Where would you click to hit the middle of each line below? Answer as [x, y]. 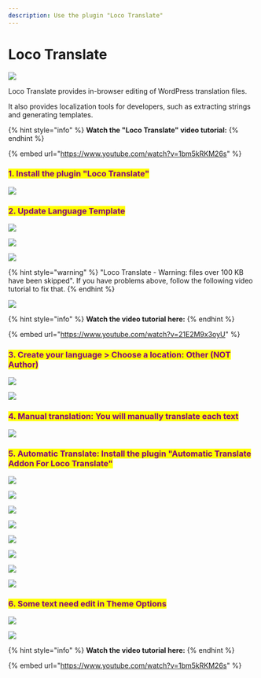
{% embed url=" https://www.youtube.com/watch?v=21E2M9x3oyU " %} [124, 335]
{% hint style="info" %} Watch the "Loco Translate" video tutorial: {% [123, 130]
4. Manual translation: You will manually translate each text [123, 417]
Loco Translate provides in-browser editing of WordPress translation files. [128, 91]
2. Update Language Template [67, 211]
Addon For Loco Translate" [61, 463]
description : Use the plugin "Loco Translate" [86, 15]
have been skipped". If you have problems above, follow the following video [130, 281]
